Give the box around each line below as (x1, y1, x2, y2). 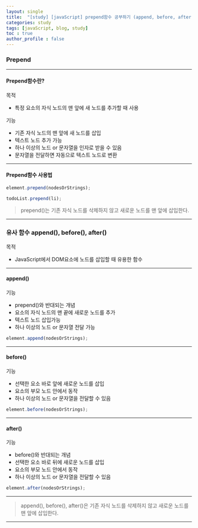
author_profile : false (6, 36, 65, 42)
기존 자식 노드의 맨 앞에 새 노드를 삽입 (14, 129, 101, 136)
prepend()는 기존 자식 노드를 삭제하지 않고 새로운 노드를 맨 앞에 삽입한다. (20, 207, 190, 214)
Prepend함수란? (6, 77, 45, 84)
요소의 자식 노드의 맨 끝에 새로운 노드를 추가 (14, 309, 116, 316)
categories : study (6, 19, 51, 25)
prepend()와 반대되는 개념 (14, 301, 75, 309)
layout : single (6, 8, 44, 15)
